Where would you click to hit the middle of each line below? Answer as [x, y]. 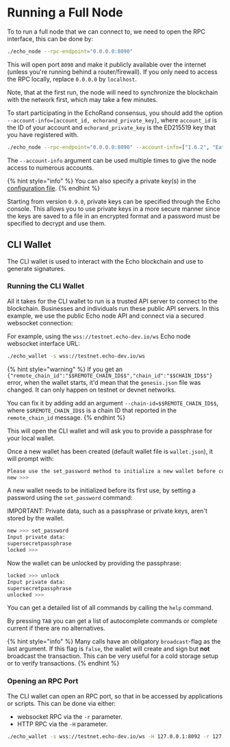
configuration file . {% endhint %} [54, 188]
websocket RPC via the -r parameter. [70, 716]
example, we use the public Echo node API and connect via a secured [105, 316]
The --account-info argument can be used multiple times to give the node [112, 160]
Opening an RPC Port [43, 681]
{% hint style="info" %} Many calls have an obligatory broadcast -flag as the [114, 642]
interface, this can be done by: [50, 38]
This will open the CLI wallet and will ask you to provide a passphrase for [110, 431]
